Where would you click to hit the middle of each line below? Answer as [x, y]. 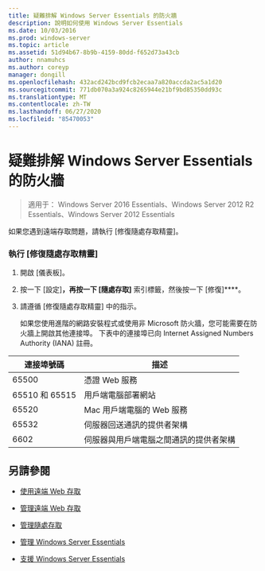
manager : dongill [37, 75]
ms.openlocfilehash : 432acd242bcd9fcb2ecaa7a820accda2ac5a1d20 [115, 82]
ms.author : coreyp [39, 68]
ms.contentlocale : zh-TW [49, 104]
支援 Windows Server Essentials [72, 558]
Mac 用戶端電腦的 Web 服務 [136, 410]
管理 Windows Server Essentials [72, 542]
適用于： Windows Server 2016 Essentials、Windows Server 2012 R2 [141, 204]
